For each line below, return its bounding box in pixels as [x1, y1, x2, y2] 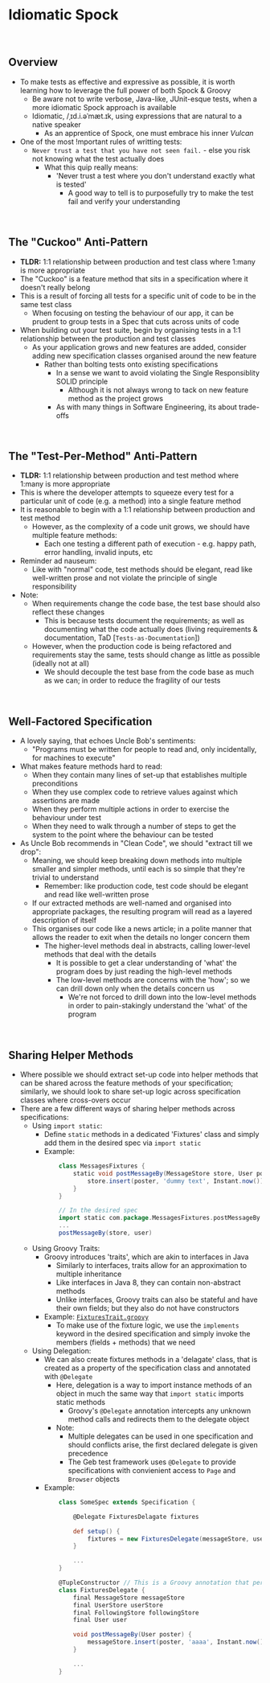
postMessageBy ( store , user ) [59, 1229, 153, 1237]
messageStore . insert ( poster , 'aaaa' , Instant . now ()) [87, 1638, 268, 1646]
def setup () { [72, 1527, 121, 1535]
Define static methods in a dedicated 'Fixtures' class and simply [43, 1130, 260, 1139]
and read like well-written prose [43, 890, 149, 900]
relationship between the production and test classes [19, 334, 196, 343]
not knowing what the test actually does [31, 154, 165, 163]
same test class [19, 299, 72, 309]
